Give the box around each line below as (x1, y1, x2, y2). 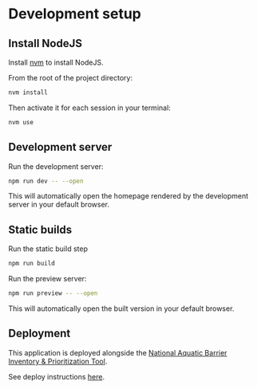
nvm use (8, 118, 34, 126)
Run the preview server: (8, 274, 87, 284)
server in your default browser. (8, 200, 110, 210)
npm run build (8, 260, 56, 268)
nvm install (8, 88, 48, 96)
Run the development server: (8, 161, 104, 171)
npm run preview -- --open (8, 289, 98, 297)
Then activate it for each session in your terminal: (8, 103, 172, 112)
